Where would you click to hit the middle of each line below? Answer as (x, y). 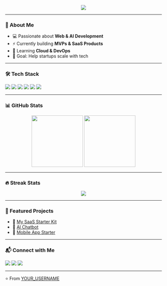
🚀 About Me (20, 25)
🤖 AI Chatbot (25, 227)
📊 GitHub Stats (24, 105)
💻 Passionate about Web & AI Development (58, 36)
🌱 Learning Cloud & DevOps (41, 51)
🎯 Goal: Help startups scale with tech (50, 56)
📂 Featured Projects (29, 211)
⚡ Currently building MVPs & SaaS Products (58, 44)
